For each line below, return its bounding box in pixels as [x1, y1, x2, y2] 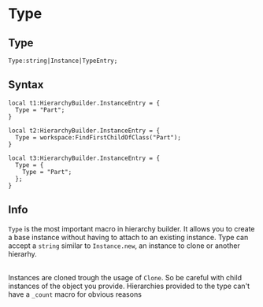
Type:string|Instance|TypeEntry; [8, 57, 118, 65]
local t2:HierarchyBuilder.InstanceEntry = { [8, 127, 160, 135]
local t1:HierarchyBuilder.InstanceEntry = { [8, 99, 160, 107]
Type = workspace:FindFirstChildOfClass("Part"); [15, 133, 181, 142]
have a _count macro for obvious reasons [8, 289, 142, 299]
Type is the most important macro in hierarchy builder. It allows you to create [8, 224, 255, 233]
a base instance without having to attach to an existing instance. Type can [8, 232, 249, 242]
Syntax [8, 78, 44, 91]
